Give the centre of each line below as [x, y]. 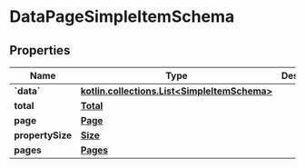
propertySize [43, 135]
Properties [40, 50]
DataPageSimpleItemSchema [122, 17]
